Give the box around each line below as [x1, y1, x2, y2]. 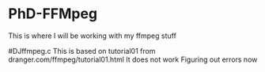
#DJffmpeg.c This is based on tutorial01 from [8, 46, 156, 55]
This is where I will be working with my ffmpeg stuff [8, 31, 176, 40]
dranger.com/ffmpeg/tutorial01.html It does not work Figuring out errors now [8, 55, 258, 64]
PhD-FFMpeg [8, 5, 97, 23]
